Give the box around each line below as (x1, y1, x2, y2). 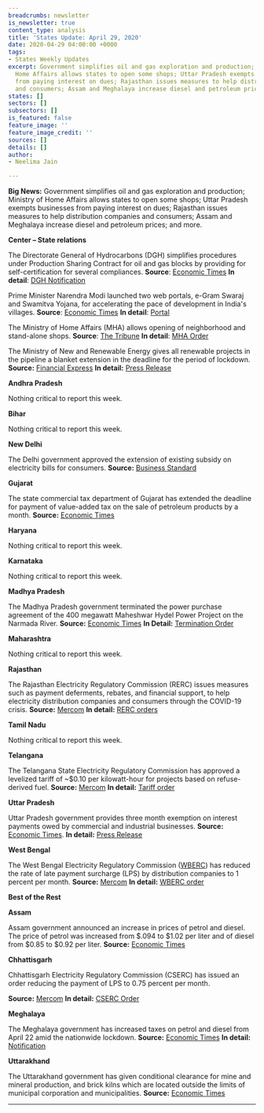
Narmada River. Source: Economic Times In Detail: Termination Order (8, 619, 234, 629)
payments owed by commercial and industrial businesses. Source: (8, 822, 224, 831)
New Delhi (8, 440, 42, 449)
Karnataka (8, 556, 43, 566)
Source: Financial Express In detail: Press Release (8, 363, 171, 373)
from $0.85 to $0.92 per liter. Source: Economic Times (8, 940, 186, 949)
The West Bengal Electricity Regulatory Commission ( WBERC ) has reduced (8, 860, 251, 870)
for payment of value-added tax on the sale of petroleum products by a (8, 502, 239, 512)
